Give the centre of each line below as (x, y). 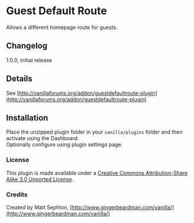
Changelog (27, 46)
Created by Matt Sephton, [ (39, 207)
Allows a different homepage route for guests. (62, 27)
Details (19, 79)
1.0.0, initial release (29, 60)
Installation (27, 117)
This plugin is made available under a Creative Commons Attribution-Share (97, 173)
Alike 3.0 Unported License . (40, 179)
